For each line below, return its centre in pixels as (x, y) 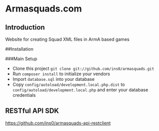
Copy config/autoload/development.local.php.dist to (68, 84)
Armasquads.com (44, 9)
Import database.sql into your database (53, 79)
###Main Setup (21, 59)
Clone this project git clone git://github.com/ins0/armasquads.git (83, 69)
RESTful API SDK (32, 111)
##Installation (19, 49)
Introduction (25, 27)
